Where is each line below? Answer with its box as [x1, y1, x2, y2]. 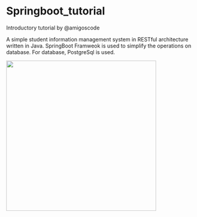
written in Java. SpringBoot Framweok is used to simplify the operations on [6, 42, 192, 49]
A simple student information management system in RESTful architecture [6, 35, 189, 43]
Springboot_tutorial [6, 4, 105, 18]
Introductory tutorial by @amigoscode [6, 24, 100, 31]
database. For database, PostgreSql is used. [6, 48, 116, 55]
